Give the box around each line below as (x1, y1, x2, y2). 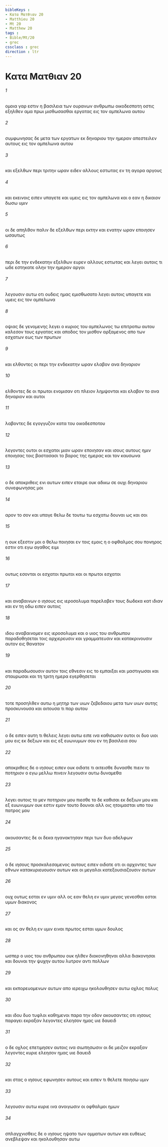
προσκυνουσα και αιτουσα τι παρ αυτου (5, 705, 88, 711)
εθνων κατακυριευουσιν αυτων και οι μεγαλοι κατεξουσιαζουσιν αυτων (5, 866, 156, 873)
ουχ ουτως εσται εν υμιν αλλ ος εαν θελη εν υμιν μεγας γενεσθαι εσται (5, 893, 156, 899)
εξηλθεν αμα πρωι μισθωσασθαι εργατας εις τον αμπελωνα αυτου (5, 108, 145, 114)
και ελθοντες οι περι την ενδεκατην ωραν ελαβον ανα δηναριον (5, 361, 140, 367)
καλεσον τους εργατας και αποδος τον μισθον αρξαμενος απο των (5, 329, 145, 335)
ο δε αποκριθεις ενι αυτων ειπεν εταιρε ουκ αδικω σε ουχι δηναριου (5, 480, 147, 486)
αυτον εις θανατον (5, 641, 45, 647)
